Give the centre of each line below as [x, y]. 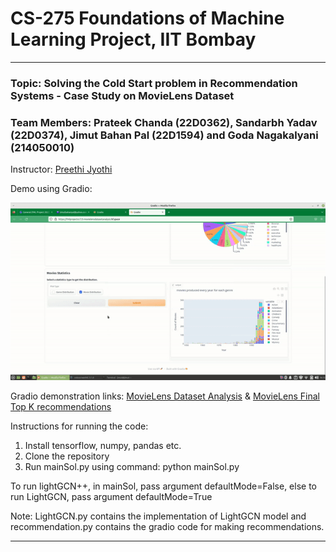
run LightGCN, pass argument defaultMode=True [111, 497]
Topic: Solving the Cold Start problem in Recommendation [154, 83]
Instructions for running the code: [79, 426]
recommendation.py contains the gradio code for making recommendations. [167, 527]
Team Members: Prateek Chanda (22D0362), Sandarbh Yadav [164, 122]
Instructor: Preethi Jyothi [61, 169]
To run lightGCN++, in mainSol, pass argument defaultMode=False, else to [163, 486]
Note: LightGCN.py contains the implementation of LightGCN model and [158, 516]
